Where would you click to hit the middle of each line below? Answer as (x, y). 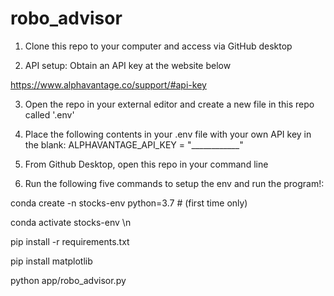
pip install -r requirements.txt (70, 241)
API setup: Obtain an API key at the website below (128, 65)
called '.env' (49, 114)
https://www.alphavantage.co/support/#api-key (108, 84)
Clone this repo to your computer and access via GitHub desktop (158, 46)
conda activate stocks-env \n (71, 222)
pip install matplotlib (51, 261)
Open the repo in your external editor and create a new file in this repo (169, 104)
